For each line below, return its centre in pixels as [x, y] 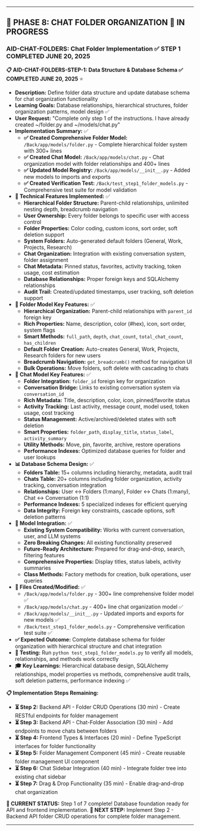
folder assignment [46, 260]
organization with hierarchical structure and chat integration [88, 646]
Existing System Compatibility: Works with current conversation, [104, 530]
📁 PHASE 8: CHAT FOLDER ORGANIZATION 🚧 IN [96, 22]
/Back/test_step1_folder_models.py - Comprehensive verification [104, 626]
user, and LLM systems [52, 536]
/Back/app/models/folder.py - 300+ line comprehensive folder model [109, 594]
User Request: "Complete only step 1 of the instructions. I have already [102, 118]
